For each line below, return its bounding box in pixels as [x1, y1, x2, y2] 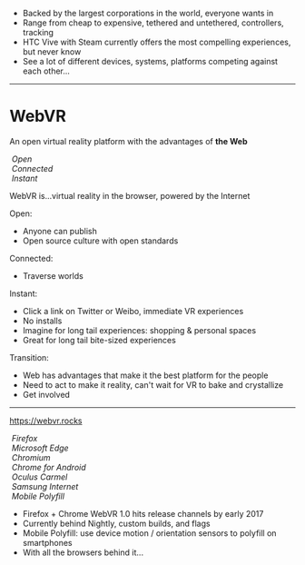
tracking [22, 27, 54, 37]
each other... [22, 65, 71, 76]
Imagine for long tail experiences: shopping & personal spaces [22, 324, 257, 335]
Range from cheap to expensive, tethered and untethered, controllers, [22, 17, 284, 28]
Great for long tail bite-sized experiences [22, 334, 177, 345]
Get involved [22, 389, 71, 400]
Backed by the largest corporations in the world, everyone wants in [22, 8, 274, 18]
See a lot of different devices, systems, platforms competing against [22, 56, 279, 66]
